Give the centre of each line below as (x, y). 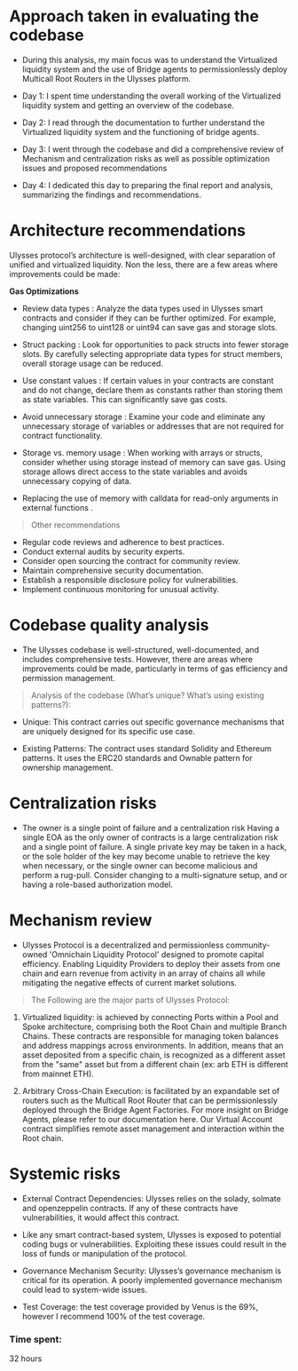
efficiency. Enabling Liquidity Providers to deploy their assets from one (151, 963)
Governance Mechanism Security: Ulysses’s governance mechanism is (152, 1271)
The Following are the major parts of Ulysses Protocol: (130, 1000)
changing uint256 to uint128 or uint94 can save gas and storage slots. (149, 327)
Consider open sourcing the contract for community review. (131, 560)
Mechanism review (81, 920)
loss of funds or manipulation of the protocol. (105, 1253)
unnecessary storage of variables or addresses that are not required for (153, 426)
